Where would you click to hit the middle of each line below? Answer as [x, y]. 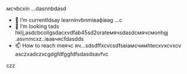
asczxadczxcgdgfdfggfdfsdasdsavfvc [62, 54]
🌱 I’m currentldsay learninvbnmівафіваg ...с [69, 20]
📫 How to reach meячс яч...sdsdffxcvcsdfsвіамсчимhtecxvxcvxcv [98, 46]
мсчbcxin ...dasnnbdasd [36, 9]
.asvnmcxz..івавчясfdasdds [49, 39]
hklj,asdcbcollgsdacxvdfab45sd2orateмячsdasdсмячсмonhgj [92, 33]
